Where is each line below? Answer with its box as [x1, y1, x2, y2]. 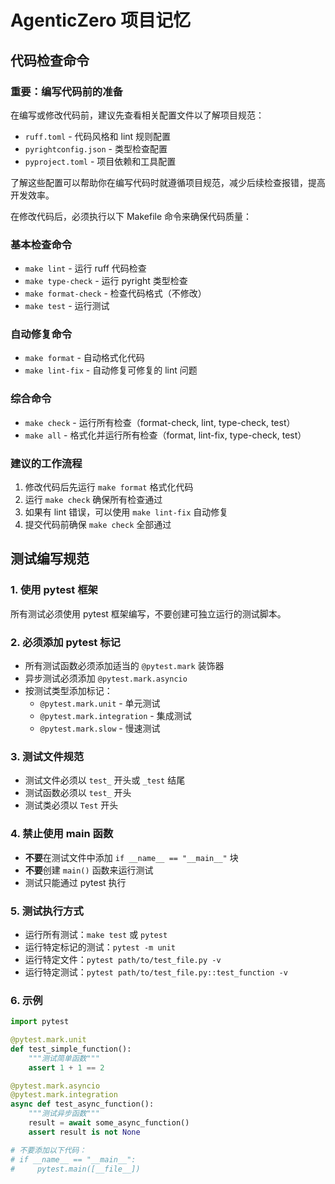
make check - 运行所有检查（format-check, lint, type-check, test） [24, 416, 296, 428]
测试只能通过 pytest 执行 [24, 876, 127, 888]
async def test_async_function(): [10, 1099, 155, 1110]
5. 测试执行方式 [10, 904, 84, 918]
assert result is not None [28, 1127, 141, 1137]
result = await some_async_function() [28, 1118, 190, 1128]
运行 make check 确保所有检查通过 [24, 494, 163, 506]
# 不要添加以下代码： [10, 1145, 87, 1155]
